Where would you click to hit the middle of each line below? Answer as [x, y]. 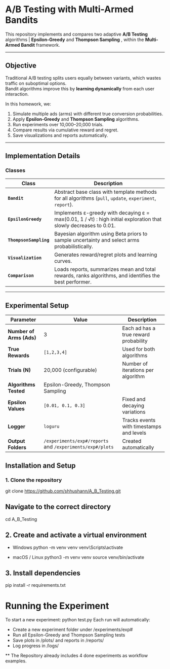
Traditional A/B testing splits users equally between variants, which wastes [83, 78]
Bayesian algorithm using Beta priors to [101, 234]
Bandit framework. [40, 45]
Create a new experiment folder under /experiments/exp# [73, 629]
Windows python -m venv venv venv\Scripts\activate [68, 547]
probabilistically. [74, 247]
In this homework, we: [28, 104]
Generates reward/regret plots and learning [105, 255]
